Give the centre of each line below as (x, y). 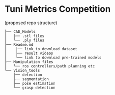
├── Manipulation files (29, 62)
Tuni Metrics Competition (58, 9)
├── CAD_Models (20, 32)
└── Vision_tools (22, 70)
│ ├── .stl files (25, 36)
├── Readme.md (19, 45)
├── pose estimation (34, 83)
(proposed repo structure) (31, 23)
